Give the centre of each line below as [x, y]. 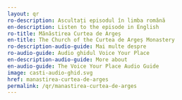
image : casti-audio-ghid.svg [50, 73]
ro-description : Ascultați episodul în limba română [86, 20]
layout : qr [23, 14]
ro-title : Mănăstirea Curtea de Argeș [64, 33]
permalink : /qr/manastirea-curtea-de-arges [72, 86]
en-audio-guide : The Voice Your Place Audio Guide [83, 66]
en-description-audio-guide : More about [68, 60]
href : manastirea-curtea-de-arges [58, 79]
